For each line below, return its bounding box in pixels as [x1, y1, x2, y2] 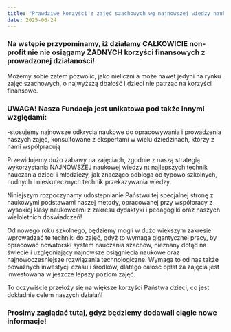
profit [7, 47, 26, 57]
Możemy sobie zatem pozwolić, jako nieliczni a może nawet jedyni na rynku [7, 71, 221, 80]
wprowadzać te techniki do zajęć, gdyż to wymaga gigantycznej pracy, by [7, 234, 217, 242]
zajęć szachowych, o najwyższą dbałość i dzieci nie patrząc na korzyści [7, 79, 212, 87]
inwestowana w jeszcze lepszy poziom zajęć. [7, 270, 136, 278]
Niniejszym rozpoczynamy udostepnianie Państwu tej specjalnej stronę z [7, 191, 214, 199]
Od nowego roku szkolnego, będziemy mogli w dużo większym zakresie [7, 226, 212, 234]
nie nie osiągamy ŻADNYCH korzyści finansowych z [27, 47, 206, 57]
